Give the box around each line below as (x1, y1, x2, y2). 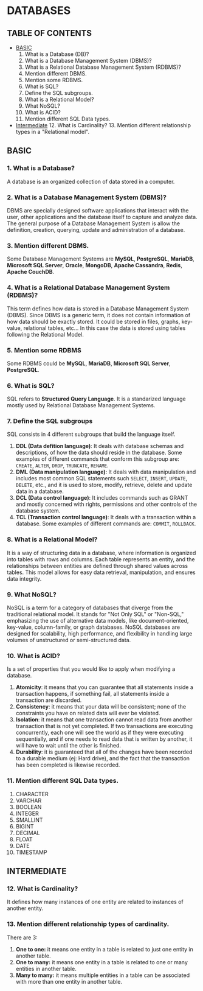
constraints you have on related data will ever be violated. (15, 710, 160, 717)
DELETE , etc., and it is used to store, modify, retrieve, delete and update (15, 481, 193, 489)
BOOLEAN (15, 803, 42, 810)
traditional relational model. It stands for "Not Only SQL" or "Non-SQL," (7, 611, 184, 618)
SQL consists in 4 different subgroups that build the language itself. (7, 430, 176, 438)
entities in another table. (15, 965, 77, 972)
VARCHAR (15, 797, 42, 804)
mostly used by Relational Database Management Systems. (7, 402, 156, 409)
